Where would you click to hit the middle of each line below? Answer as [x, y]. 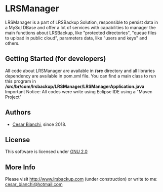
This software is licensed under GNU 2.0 [46, 152]
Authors [18, 112]
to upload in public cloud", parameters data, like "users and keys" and [76, 38]
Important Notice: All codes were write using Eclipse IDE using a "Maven [79, 91]
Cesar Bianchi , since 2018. [39, 124]
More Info [20, 167]
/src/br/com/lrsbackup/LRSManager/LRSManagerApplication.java [75, 86]
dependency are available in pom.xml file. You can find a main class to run [81, 76]
